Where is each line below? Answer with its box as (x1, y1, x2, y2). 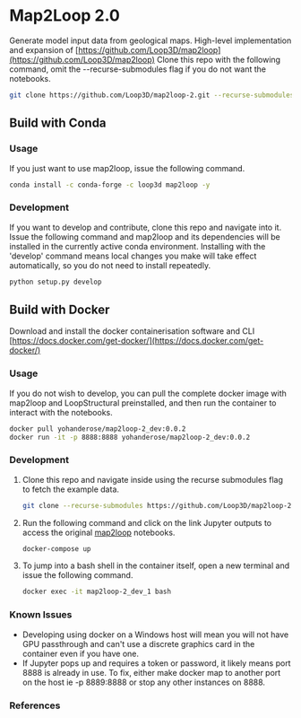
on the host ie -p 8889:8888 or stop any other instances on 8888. (21, 677, 266, 687)
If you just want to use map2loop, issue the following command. (9, 162, 245, 173)
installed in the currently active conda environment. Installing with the (9, 241, 266, 251)
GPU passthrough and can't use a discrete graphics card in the (21, 638, 255, 649)
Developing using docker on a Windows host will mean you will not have (21, 629, 289, 640)
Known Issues (9, 609, 73, 621)
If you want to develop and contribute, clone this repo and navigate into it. (9, 222, 282, 232)
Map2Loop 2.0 (9, 5, 121, 26)
